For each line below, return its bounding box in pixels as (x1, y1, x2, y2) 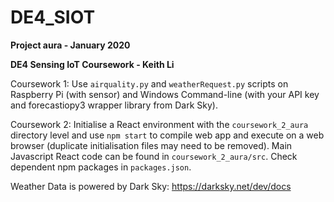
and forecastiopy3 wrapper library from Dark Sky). (10, 99, 218, 111)
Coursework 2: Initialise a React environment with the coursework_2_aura (10, 118, 309, 130)
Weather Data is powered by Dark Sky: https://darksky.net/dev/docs (10, 180, 292, 192)
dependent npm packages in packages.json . (10, 161, 192, 173)
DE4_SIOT (10, 6, 96, 29)
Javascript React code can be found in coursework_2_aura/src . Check (10, 150, 298, 162)
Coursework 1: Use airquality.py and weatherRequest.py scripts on (10, 77, 289, 90)
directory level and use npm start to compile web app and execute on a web (10, 129, 325, 141)
